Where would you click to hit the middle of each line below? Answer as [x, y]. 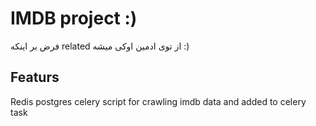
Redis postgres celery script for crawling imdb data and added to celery [158, 101]
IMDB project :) [74, 18]
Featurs [35, 77]
